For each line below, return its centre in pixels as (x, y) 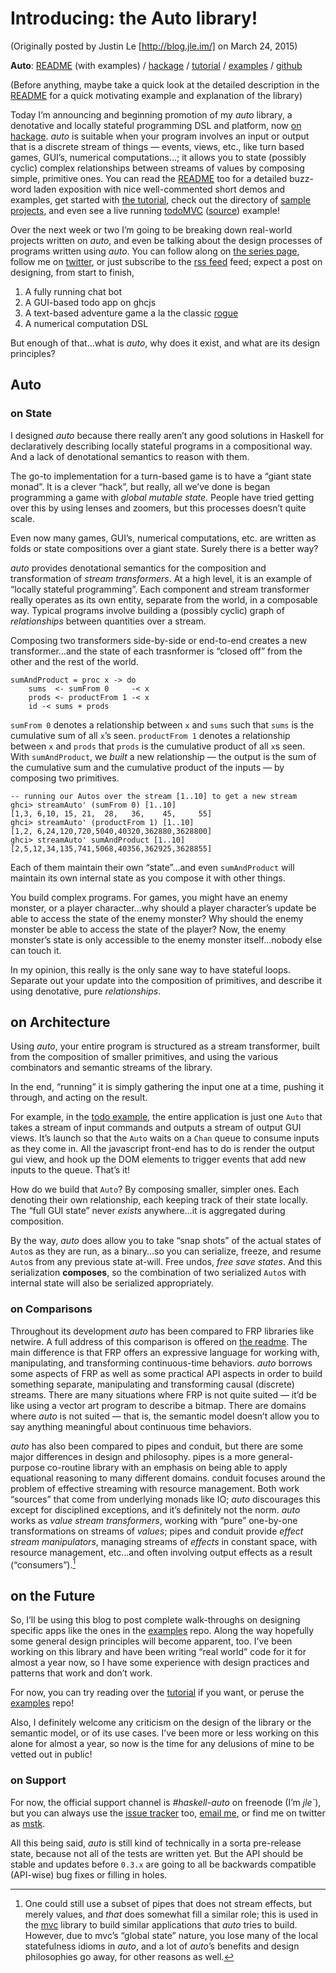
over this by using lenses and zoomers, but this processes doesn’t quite (158, 508)
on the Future (53, 1595)
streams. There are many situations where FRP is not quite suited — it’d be (163, 1394)
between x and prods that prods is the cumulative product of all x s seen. (158, 746)
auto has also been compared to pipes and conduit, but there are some (156, 1446)
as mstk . (28, 1823)
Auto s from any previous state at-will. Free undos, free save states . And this (166, 1262)
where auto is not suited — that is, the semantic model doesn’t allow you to (165, 1416)
